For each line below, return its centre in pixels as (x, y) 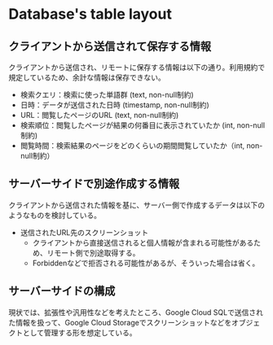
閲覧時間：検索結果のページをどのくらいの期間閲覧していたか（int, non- (141, 146)
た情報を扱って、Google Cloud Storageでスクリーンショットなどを (120, 322)
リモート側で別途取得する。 (93, 252)
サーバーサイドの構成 (62, 291)
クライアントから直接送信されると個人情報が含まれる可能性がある (143, 242)
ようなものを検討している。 (55, 215)
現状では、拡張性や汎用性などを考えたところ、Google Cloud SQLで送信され (136, 312)
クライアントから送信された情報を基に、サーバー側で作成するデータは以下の (136, 205)
